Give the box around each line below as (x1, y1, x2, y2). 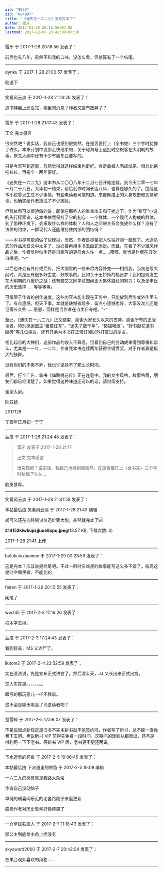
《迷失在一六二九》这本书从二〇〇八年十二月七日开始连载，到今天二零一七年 (5, 180, 158, 185)
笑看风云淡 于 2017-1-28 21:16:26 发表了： (5, 95, 89, 100)
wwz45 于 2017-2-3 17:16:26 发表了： (5, 609, 80, 615)
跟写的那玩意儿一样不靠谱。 (5, 691, 61, 697)
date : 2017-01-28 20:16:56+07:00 (5, 25, 73, 30)
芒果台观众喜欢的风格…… (5, 857, 55, 862)
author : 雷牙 (5, 20, 30, 26)
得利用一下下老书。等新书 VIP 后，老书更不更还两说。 (5, 739, 113, 745)
